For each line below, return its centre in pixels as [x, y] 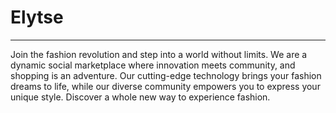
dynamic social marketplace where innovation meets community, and [153, 65]
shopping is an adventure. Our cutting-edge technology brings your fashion [166, 75]
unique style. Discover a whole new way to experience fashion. [140, 97]
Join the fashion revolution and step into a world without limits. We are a [159, 54]
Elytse [37, 17]
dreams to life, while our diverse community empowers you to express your [165, 86]
